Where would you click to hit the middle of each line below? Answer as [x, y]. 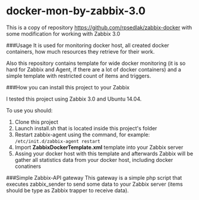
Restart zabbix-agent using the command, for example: [82, 135]
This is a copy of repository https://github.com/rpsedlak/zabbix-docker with [99, 27]
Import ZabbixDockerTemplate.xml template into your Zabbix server [99, 147]
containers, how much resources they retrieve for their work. [80, 51]
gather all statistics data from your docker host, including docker [94, 160]
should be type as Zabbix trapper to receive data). [67, 190]
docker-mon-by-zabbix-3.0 [76, 11]
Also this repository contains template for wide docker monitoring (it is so [96, 63]
